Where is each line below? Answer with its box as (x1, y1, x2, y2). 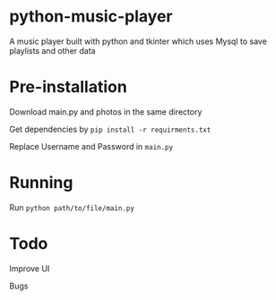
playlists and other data (9, 45, 96, 56)
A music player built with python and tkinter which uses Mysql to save (9, 36, 267, 47)
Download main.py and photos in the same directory (9, 106, 203, 117)
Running (9, 173, 73, 193)
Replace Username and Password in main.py (9, 141, 173, 151)
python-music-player (9, 6, 173, 27)
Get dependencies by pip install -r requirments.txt (9, 124, 211, 134)
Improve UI (9, 262, 50, 274)
